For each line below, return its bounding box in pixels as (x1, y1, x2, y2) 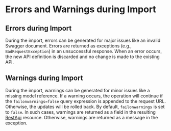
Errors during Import (5, 24, 72, 33)
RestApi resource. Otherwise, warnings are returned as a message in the (5, 114, 158, 120)
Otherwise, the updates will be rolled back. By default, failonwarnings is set (5, 103, 165, 110)
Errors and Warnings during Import (5, 4, 157, 15)
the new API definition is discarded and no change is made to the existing (5, 54, 160, 60)
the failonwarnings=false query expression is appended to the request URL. (5, 98, 166, 104)
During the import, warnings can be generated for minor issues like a (5, 87, 150, 93)
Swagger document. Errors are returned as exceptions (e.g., (5, 43, 132, 49)
